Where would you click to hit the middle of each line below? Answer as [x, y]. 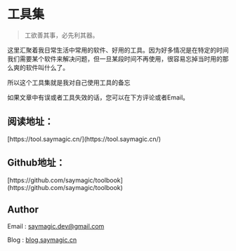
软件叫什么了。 [47, 67]
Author [23, 209]
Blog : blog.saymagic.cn [42, 240]
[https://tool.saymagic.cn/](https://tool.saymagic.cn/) [84, 139]
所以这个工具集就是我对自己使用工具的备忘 [69, 82]
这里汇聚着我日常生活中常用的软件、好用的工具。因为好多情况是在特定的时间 [118, 50]
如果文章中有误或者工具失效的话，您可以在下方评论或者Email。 [98, 97]
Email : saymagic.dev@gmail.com [56, 226]
